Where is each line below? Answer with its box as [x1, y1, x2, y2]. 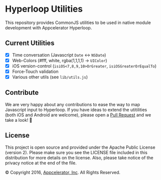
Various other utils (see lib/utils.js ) [12, 74, 88, 80]
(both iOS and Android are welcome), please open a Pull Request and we [5, 112, 151, 118]
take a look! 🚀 [5, 117, 33, 123]
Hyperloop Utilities [5, 3, 83, 15]
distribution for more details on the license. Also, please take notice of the [5, 155, 154, 160]
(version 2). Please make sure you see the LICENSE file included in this [5, 149, 148, 155]
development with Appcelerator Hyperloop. [5, 24, 92, 30]
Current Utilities [5, 39, 55, 47]
